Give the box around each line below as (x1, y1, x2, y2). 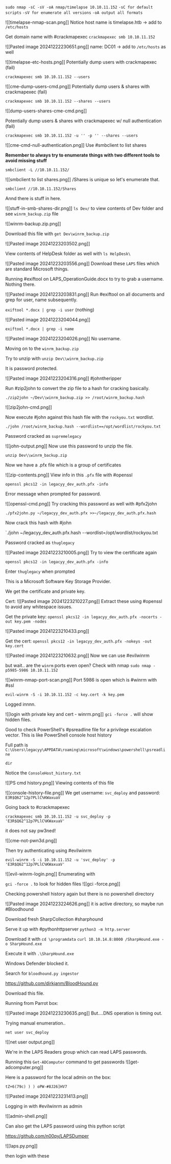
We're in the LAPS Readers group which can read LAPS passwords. (5, 1049, 148, 1055)
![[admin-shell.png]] (5, 1113, 47, 1119)
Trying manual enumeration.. (5, 1020, 66, 1026)
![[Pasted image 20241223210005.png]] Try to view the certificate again (5, 550, 157, 555)
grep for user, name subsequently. (5, 297, 78, 303)
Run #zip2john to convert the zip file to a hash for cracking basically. (5, 385, 150, 391)
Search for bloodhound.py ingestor (5, 971, 79, 976)
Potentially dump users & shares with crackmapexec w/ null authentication (5, 118, 162, 124)
